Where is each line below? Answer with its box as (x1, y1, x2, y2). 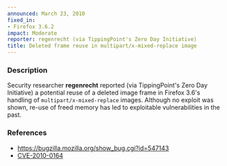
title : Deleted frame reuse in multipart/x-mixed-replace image (7, 42, 197, 49)
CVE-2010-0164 (17, 151, 64, 160)
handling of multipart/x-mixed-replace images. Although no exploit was (7, 96, 214, 104)
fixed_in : (7, 17, 36, 24)
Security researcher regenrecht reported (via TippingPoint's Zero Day (7, 81, 208, 90)
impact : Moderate (7, 29, 58, 37)
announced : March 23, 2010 (7, 10, 85, 17)
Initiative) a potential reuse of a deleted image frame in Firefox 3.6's (7, 88, 201, 97)
